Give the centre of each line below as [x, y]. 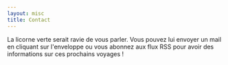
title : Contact [29, 20]
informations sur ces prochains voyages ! [66, 54]
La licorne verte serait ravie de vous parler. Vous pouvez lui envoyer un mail [114, 39]
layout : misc [26, 13]
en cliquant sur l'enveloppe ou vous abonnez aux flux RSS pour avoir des [111, 47]
